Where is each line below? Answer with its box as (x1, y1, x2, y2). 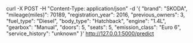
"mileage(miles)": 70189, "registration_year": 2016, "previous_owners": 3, (6, 11, 185, 18)
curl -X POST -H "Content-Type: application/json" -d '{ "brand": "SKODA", (6, 5, 188, 12)
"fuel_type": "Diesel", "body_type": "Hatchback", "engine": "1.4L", (6, 18, 167, 24)
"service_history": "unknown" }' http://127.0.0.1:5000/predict (6, 30, 154, 37)
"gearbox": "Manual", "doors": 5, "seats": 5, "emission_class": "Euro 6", (6, 24, 182, 31)
